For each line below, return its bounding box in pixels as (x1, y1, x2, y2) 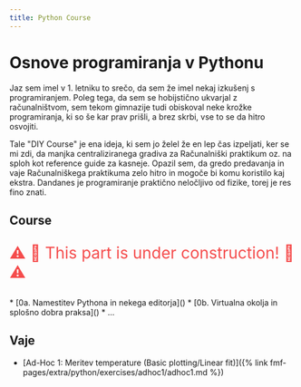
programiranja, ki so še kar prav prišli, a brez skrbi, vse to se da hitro (9, 111, 266, 122)
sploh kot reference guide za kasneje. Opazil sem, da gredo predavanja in (9, 158, 285, 169)
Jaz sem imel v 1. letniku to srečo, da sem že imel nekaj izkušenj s (9, 82, 256, 93)
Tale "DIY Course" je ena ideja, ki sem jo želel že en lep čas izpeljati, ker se (9, 138, 290, 150)
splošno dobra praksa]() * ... (9, 306, 115, 317)
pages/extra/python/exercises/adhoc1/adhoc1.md (22, 366, 209, 377)
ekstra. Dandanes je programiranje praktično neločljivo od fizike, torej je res (9, 177, 292, 188)
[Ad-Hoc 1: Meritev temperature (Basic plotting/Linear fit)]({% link (22, 357, 268, 368)
